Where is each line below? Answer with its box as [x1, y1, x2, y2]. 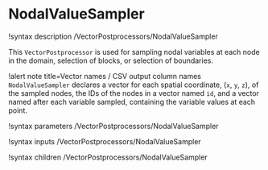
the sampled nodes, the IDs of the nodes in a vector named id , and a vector [8, 88, 260, 97]
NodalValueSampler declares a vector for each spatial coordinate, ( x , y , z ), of [8, 80, 259, 89]
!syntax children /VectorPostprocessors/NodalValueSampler [8, 152, 208, 162]
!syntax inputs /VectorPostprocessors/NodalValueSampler [8, 136, 201, 146]
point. [8, 106, 28, 115]
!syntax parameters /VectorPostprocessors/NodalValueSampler [8, 121, 219, 131]
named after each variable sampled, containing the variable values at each [8, 97, 256, 106]
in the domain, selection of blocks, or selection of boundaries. [8, 56, 213, 65]
